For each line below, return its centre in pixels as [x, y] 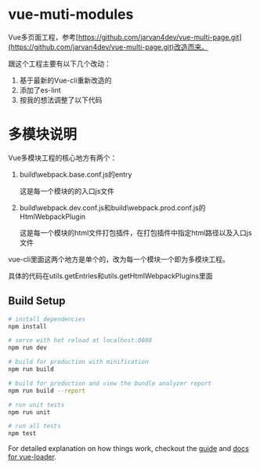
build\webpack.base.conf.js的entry [76, 174]
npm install [27, 326]
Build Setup [37, 301]
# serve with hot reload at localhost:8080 [80, 340]
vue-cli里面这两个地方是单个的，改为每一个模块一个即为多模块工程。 [119, 259]
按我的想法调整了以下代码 [61, 100]
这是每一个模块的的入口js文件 [67, 191]
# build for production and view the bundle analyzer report [110, 383]
